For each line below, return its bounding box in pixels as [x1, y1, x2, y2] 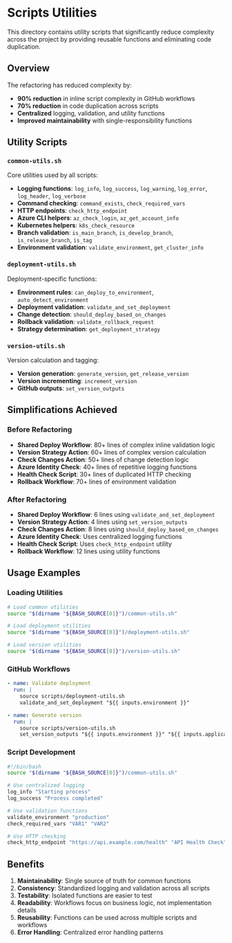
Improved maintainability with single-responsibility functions [17, 116, 193, 125]
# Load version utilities [7, 641, 81, 648]
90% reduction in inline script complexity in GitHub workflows [17, 94, 195, 102]
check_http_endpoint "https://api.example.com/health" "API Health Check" [7, 839, 227, 846]
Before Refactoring [7, 425, 72, 434]
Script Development [7, 747, 76, 757]
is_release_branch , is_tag [17, 236, 93, 244]
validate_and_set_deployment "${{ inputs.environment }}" [19, 699, 190, 706]
